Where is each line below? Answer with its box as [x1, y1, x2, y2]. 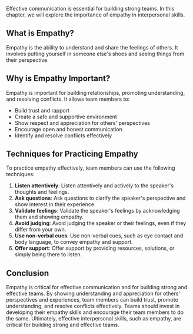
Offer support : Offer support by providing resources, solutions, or [14, 244, 175, 252]
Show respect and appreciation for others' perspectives [14, 119, 150, 126]
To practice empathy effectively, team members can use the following [6, 164, 175, 171]
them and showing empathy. [14, 213, 84, 220]
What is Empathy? [6, 28, 75, 38]
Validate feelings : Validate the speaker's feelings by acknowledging [14, 207, 181, 214]
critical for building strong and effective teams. [6, 321, 119, 329]
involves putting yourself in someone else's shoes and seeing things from [6, 50, 185, 57]
